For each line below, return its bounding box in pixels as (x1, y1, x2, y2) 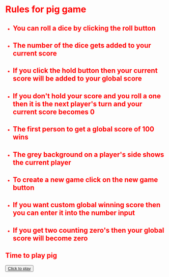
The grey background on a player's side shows (12, 150, 164, 159)
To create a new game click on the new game (12, 175, 158, 184)
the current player (12, 158, 71, 167)
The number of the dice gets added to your (12, 41, 151, 49)
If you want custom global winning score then (12, 201, 161, 209)
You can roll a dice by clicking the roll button (12, 24, 156, 33)
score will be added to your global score (12, 74, 143, 83)
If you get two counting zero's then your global (12, 226, 164, 235)
